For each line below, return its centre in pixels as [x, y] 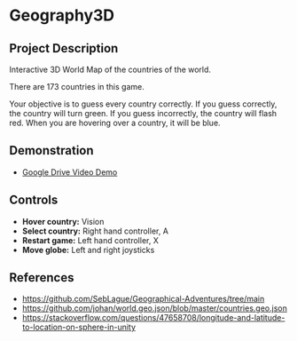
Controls [34, 200]
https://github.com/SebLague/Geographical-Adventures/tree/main [143, 299]
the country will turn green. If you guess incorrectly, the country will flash [143, 113]
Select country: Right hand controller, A [95, 231]
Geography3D [62, 16]
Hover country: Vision [63, 221]
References [42, 278]
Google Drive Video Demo [70, 172]
